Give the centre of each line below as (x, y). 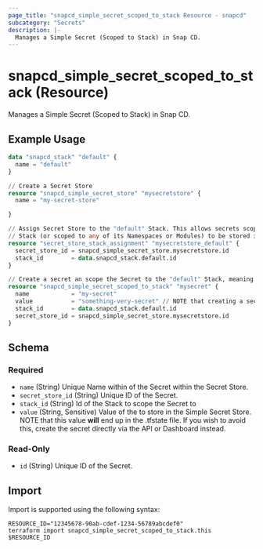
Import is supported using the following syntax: (84, 510)
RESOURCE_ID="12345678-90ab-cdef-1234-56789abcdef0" (96, 524)
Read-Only (29, 449)
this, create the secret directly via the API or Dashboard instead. (122, 429)
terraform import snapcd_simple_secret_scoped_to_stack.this (110, 531)
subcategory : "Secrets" (47, 23)
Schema (29, 347)
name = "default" (43, 164)
